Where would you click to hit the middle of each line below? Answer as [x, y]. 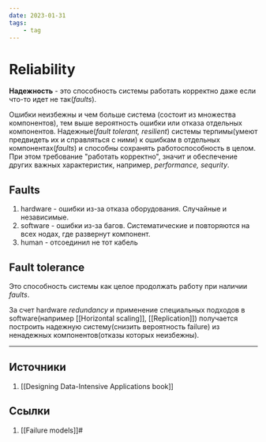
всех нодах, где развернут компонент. [85, 234]
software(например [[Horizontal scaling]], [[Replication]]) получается [124, 318]
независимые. [45, 217]
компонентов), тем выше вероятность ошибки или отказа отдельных [126, 123]
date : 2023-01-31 [37, 15]
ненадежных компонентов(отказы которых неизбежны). [104, 335]
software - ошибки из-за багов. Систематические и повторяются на [135, 226]
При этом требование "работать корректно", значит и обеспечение [124, 157]
